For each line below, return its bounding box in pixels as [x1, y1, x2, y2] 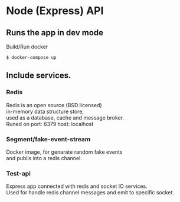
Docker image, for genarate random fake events [6, 148, 123, 155]
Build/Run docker [6, 43, 48, 50]
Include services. [6, 71, 71, 81]
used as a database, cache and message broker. [6, 114, 125, 121]
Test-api [6, 169, 31, 177]
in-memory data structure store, [6, 108, 84, 115]
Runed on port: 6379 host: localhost [6, 120, 94, 127]
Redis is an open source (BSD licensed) [6, 101, 102, 108]
